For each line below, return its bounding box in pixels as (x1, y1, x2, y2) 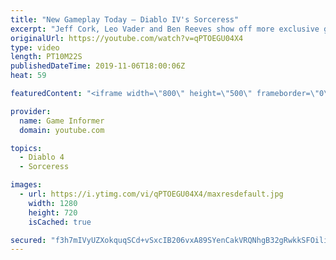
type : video (10, 42, 60, 53)
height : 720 (28, 207, 78, 218)
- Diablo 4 (19, 152, 65, 163)
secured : (10, 235, 47, 245)
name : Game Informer (19, 116, 105, 126)
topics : (10, 143, 43, 153)
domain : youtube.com (19, 125, 105, 135)
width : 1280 (28, 198, 78, 208)
